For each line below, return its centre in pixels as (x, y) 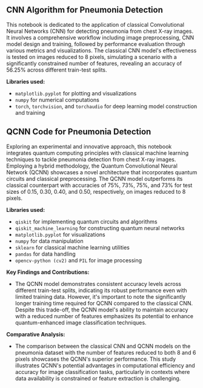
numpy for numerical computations (57, 100)
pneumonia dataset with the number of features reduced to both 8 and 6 (105, 352)
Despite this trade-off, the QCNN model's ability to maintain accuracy (101, 310)
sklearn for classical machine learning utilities (72, 247)
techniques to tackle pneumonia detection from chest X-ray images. (91, 159)
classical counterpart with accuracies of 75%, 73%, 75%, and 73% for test (99, 185)
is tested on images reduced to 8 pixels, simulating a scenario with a (92, 56)
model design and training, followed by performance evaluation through (96, 44)
